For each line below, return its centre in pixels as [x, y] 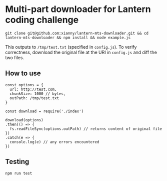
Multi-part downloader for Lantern [78, 9]
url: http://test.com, [33, 89]
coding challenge [42, 20]
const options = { [24, 85]
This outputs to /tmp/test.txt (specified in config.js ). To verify [71, 47]
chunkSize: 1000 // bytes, [38, 94]
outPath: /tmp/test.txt [34, 98]
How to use [23, 73]
